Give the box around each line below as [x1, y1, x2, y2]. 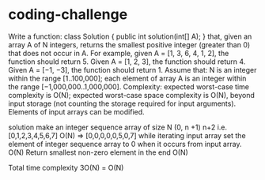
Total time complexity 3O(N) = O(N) [8, 163, 124, 172]
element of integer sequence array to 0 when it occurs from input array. [8, 139, 242, 148]
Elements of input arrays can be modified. [8, 107, 145, 116]
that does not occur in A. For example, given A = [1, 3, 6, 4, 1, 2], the [8, 48, 229, 58]
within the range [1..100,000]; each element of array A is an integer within [8, 73, 247, 83]
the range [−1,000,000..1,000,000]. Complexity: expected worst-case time [8, 81, 250, 92]
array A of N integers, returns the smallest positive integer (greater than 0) [8, 39, 251, 49]
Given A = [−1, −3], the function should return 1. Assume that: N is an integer [8, 65, 257, 74]
